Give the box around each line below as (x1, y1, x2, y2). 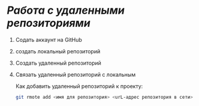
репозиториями (7, 16, 91, 30)
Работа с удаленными (7, 4, 125, 17)
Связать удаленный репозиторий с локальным (15, 71, 136, 78)
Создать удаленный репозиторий (15, 59, 101, 66)
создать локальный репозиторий (15, 47, 101, 54)
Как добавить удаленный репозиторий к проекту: (15, 82, 143, 90)
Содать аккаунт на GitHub (15, 36, 83, 43)
